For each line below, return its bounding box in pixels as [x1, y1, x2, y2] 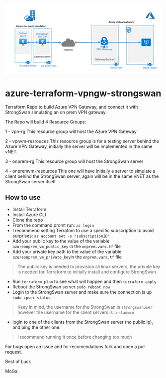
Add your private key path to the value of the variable [12, 249, 122, 255]
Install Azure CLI [12, 212, 46, 218]
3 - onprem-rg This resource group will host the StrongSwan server [5, 158, 144, 164]
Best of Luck [5, 359, 31, 365]
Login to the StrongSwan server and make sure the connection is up [12, 289, 152, 295]
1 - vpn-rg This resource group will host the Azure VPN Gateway [5, 128, 137, 134]
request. [5, 349, 22, 355]
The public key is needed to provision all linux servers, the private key [17, 263, 161, 270]
